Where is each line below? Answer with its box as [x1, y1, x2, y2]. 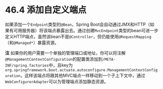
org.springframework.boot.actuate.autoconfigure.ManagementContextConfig [5, 68, 158, 72]
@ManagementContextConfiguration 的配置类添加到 [5, 56, 103, 62]
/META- [102, 57, 116, 62]
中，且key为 [48, 62, 73, 68]
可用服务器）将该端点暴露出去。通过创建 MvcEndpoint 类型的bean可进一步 [13, 27, 159, 33]
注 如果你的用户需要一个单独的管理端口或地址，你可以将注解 [5, 50, 126, 56]
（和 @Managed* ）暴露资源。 [5, 39, 59, 45]
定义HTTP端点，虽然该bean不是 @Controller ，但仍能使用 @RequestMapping [5, 34, 152, 39]
